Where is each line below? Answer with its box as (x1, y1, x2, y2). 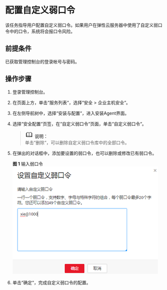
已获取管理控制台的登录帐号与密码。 (5, 58, 80, 64)
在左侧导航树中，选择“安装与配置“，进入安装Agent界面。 (12, 110, 130, 116)
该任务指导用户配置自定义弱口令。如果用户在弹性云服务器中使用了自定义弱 (5, 22, 158, 28)
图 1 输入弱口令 (12, 160, 43, 166)
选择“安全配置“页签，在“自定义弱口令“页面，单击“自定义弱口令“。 (12, 120, 147, 126)
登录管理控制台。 (12, 88, 48, 95)
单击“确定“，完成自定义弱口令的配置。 (12, 279, 91, 285)
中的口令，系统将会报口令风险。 (9, 28, 75, 34)
